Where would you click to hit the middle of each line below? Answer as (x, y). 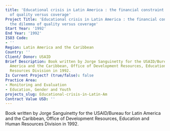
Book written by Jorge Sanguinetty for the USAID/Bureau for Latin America (83, 113)
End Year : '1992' (24, 33)
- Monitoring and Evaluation (36, 85)
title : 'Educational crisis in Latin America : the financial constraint (85, 10)
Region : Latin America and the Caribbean (50, 47)
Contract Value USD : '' (30, 99)
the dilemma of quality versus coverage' (54, 24)
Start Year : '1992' (26, 29)
